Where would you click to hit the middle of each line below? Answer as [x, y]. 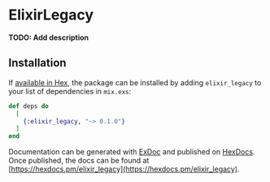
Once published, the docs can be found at [79, 161]
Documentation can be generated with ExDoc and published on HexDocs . [132, 152]
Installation [37, 63]
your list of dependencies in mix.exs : [70, 91]
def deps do [28, 106]
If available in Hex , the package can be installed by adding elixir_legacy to [135, 82]
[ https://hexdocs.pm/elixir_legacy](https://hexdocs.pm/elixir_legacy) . [124, 169]
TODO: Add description [49, 37]
